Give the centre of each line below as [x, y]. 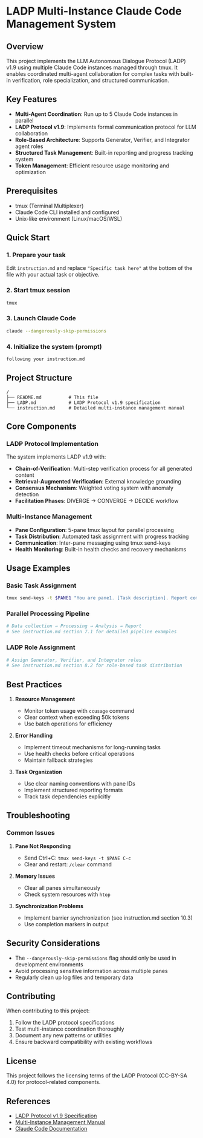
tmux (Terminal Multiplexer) [49, 206]
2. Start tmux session [38, 291]
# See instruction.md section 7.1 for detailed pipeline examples [92, 632]
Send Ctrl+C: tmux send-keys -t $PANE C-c [77, 858]
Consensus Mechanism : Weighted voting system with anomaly [94, 488]
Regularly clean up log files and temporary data [74, 977]
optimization [31, 172]
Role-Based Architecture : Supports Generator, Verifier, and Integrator [102, 140]
